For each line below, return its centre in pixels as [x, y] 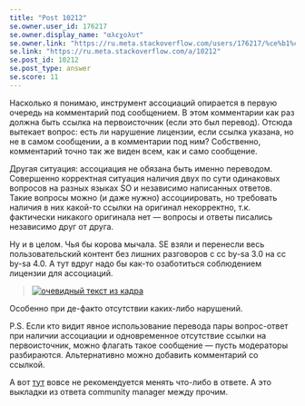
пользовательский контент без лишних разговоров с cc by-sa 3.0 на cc [148, 253]
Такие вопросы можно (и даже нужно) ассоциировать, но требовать [143, 197]
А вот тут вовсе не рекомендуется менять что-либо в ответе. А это [141, 381]
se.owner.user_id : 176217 [58, 26]
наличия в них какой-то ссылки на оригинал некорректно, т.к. [130, 207]
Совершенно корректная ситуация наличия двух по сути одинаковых [145, 178]
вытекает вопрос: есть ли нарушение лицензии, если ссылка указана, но [152, 132]
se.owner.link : [38, 43]
